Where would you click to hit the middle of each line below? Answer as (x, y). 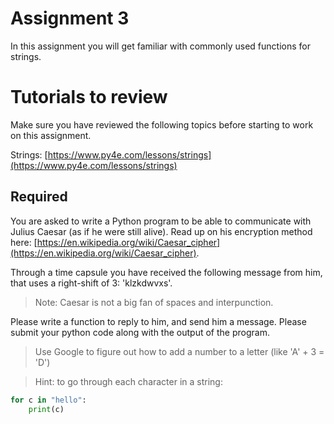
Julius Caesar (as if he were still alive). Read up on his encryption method (161, 231)
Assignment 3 (70, 18)
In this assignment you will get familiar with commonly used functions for (160, 46)
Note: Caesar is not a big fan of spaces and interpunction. (154, 302)
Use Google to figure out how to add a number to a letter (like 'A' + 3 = (179, 351)
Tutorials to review (89, 97)
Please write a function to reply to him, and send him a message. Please (158, 321)
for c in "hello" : (48, 400)
